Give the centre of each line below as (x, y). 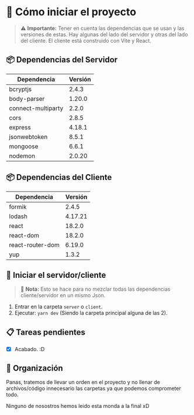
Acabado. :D (30, 349)
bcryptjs (20, 89)
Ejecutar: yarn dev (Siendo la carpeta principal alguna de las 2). (91, 313)
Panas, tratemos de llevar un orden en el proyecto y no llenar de (83, 382)
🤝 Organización (34, 368)
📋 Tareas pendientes (46, 332)
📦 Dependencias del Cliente (59, 177)
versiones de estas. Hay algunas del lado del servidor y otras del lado (104, 34)
